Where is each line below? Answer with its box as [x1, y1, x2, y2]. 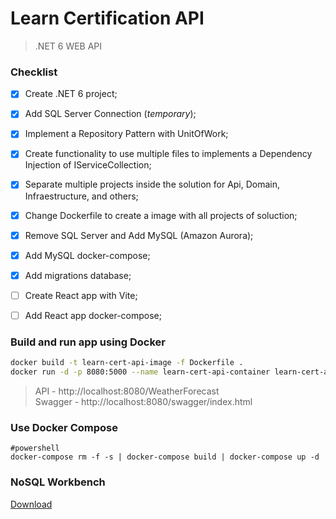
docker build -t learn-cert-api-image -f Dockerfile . [10, 358, 244, 368]
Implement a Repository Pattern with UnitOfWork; [24, 128, 229, 140]
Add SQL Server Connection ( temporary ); [24, 108, 197, 120]
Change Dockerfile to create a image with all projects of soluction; [24, 209, 298, 221]
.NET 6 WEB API [34, 40, 103, 52]
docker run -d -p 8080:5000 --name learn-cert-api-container [10, 367, 271, 377]
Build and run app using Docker [10, 335, 167, 349]
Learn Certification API [10, 7, 205, 30]
